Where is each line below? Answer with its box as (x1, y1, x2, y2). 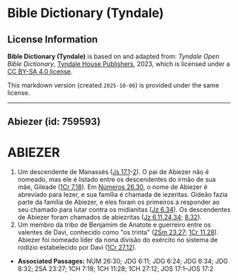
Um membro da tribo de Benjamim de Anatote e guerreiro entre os (17, 220, 211, 229)
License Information (7, 33, 98, 45)
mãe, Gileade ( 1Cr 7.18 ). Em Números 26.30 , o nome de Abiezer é (17, 183, 208, 191)
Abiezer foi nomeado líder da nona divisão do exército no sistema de (17, 236, 218, 244)
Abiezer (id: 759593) (7, 116, 101, 128)
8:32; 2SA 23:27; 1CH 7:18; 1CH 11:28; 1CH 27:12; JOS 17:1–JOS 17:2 (17, 264, 214, 273)
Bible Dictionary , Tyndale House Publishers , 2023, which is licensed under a (7, 60, 230, 68)
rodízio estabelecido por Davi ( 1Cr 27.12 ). (17, 243, 137, 252)
